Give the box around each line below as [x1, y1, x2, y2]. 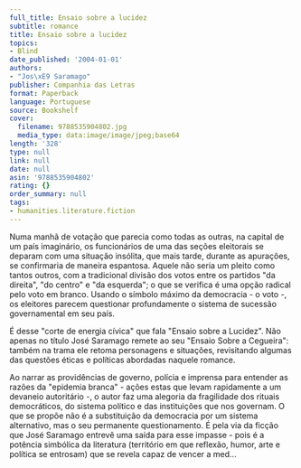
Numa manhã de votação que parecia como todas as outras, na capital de [9, 231, 285, 242]
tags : [9, 198, 30, 208]
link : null [9, 155, 51, 165]
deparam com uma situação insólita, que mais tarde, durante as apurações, [9, 250, 290, 261]
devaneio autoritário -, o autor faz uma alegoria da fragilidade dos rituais [9, 390, 280, 402]
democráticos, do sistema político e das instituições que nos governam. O [9, 400, 286, 411]
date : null [9, 164, 51, 173]
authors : [9, 64, 42, 73]
